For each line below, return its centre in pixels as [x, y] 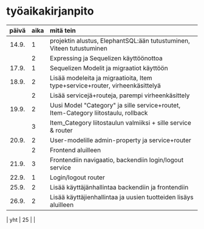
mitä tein [63, 30]
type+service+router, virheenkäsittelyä [105, 85]
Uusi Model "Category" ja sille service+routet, [115, 105]
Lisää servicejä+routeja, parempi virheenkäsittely [120, 95]
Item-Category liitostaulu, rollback [99, 112]
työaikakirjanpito [50, 11]
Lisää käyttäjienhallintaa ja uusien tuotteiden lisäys [121, 197]
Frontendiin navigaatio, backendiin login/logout [117, 160]
